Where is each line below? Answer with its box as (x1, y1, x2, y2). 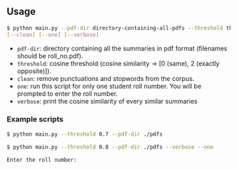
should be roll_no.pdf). (16, 51, 83, 60)
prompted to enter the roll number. (16, 89, 118, 98)
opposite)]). (16, 67, 52, 75)
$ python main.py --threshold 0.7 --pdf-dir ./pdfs (6, 131, 163, 138)
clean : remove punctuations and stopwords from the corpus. (16, 74, 195, 82)
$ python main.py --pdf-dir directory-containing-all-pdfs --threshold (6, 24, 223, 31)
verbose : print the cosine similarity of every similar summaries (16, 97, 198, 105)
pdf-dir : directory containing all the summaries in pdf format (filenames (16, 44, 228, 53)
